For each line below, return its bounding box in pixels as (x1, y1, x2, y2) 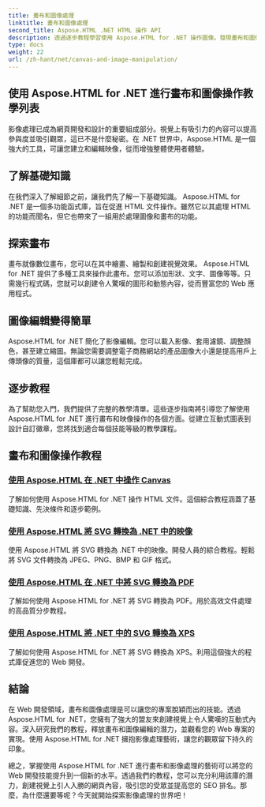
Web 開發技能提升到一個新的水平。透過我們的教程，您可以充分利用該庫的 (8, 771, 246, 780)
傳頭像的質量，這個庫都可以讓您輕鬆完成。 (8, 356, 147, 366)
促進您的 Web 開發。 (21, 657, 89, 666)
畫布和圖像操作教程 (8, 449, 102, 463)
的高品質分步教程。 (8, 606, 71, 616)
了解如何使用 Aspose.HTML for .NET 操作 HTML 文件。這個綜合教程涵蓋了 (8, 494, 249, 504)
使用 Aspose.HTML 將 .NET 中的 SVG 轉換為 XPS (8, 628, 196, 639)
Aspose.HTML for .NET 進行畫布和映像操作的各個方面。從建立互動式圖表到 (8, 414, 251, 423)
